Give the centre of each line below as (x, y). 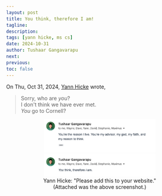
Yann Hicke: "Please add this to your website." (100, 181)
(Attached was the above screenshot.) (100, 186)
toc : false (20, 69)
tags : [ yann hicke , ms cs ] (39, 38)
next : (13, 56)
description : (22, 31)
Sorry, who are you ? (45, 98)
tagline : (17, 25)
